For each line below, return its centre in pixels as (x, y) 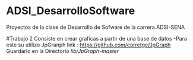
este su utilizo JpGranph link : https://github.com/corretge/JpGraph (88, 45)
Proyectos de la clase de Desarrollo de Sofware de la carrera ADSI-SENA (96, 27)
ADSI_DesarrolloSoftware (71, 11)
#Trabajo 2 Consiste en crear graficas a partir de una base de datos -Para (96, 38)
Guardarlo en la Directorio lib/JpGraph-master (63, 51)
